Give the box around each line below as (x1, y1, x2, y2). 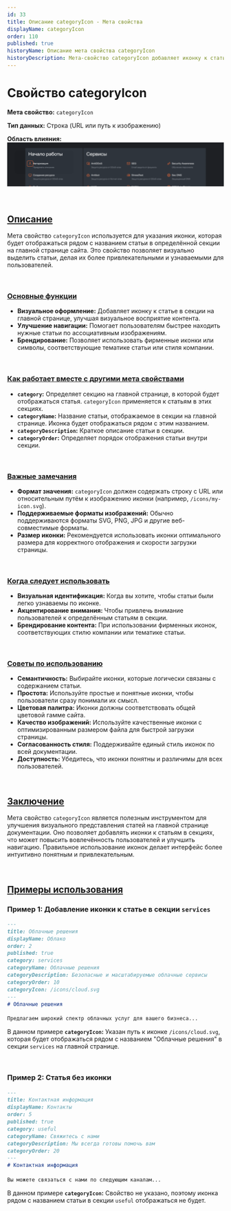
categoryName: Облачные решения (7, 965, 100, 971)
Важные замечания (7, 472, 77, 481)
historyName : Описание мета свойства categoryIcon (7, 48, 155, 54)
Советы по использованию (7, 659, 103, 668)
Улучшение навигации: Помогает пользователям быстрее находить (16, 322, 221, 330)
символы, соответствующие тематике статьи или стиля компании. (16, 344, 214, 352)
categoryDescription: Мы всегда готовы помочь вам (7, 1140, 155, 1147)
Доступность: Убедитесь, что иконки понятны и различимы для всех (16, 755, 223, 764)
